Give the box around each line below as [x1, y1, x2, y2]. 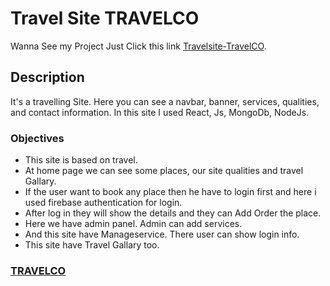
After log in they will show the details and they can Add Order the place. [24, 207, 322, 219]
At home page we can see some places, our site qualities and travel [24, 165, 304, 177]
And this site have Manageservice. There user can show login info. [24, 228, 300, 241]
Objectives [10, 131, 65, 145]
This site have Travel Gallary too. [24, 239, 160, 251]
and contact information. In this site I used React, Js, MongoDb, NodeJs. [10, 106, 310, 118]
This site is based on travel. [24, 154, 138, 166]
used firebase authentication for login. [24, 197, 183, 209]
